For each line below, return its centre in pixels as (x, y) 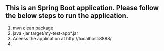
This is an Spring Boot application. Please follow (82, 8)
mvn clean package (33, 28)
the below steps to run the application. (67, 16)
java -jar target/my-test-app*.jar (46, 33)
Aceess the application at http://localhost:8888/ (62, 38)
